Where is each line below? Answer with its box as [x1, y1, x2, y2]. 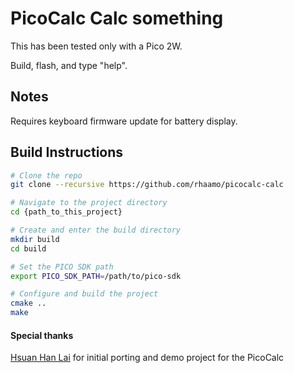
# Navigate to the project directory [10, 198, 168, 208]
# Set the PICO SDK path [10, 262, 114, 272]
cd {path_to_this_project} [10, 207, 123, 217]
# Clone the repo [10, 170, 83, 181]
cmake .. [10, 298, 47, 309]
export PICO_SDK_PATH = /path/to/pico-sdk [10, 271, 182, 281]
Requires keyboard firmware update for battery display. [10, 115, 238, 127]
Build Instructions [10, 144, 124, 161]
